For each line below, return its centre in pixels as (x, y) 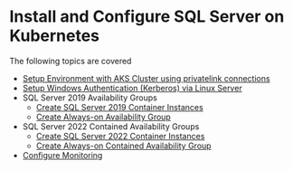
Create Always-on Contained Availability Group (123, 146)
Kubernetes (55, 36)
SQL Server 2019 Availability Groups (90, 98)
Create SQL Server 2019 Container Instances (119, 107)
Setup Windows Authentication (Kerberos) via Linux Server (132, 88)
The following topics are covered (71, 61)
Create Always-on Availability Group (104, 117)
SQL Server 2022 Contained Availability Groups (111, 126)
